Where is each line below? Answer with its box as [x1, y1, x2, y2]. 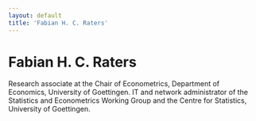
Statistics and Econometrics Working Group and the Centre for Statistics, [8, 96, 247, 105]
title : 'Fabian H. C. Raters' [8, 19, 109, 27]
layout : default [8, 11, 62, 20]
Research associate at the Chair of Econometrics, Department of [8, 79, 220, 89]
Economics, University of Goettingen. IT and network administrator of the [8, 88, 249, 97]
